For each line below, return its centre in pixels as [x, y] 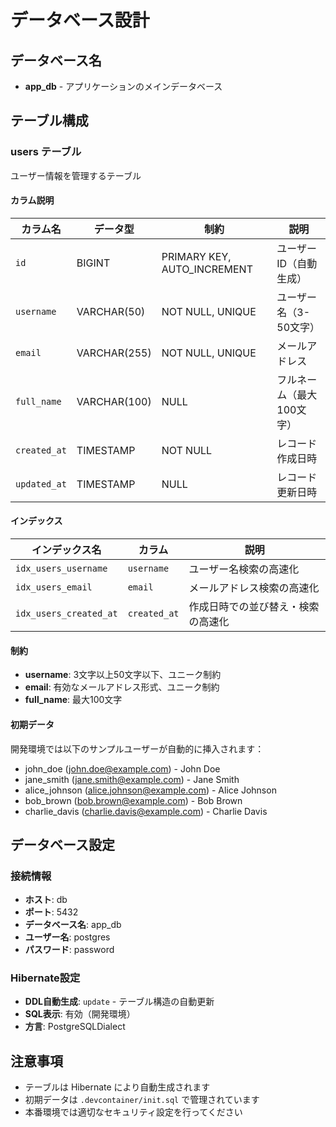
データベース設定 [62, 844]
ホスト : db [46, 900]
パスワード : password [69, 950]
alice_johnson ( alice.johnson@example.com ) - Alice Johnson [150, 790]
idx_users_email [54, 587]
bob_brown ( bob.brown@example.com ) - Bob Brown [133, 800]
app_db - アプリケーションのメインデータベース [123, 86]
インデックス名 [66, 550]
